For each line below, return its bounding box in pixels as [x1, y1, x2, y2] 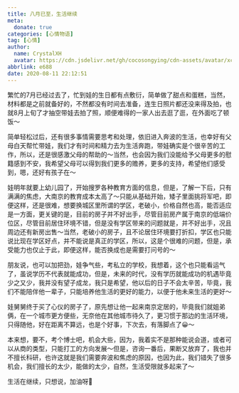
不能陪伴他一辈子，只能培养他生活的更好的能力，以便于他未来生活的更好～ [13, 287, 232, 295]
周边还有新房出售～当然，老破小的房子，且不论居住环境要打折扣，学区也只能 [7, 227, 232, 236]
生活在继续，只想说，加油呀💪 [7, 377, 93, 385]
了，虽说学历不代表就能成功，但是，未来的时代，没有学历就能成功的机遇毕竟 [7, 269, 232, 278]
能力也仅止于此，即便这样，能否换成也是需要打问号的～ [13, 245, 176, 253]
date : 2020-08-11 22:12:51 [7, 70, 87, 77]
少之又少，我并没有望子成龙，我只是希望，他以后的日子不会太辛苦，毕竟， [7, 278, 225, 287]
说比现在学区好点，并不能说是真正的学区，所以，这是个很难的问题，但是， [7, 236, 225, 245]
